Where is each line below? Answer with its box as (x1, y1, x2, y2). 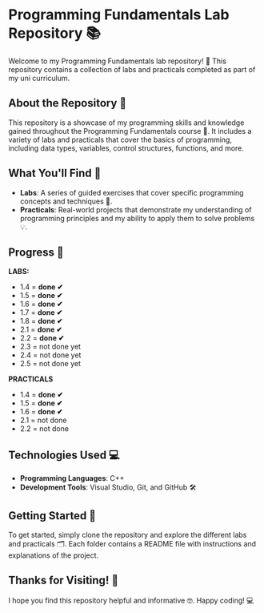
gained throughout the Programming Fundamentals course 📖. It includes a (8, 126, 252, 135)
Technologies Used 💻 (8, 448, 120, 462)
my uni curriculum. (8, 73, 70, 83)
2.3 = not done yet (19, 342, 82, 352)
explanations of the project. (8, 550, 99, 560)
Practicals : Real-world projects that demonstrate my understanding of (19, 204, 252, 214)
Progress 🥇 (8, 245, 64, 259)
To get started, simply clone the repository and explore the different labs (8, 530, 247, 539)
